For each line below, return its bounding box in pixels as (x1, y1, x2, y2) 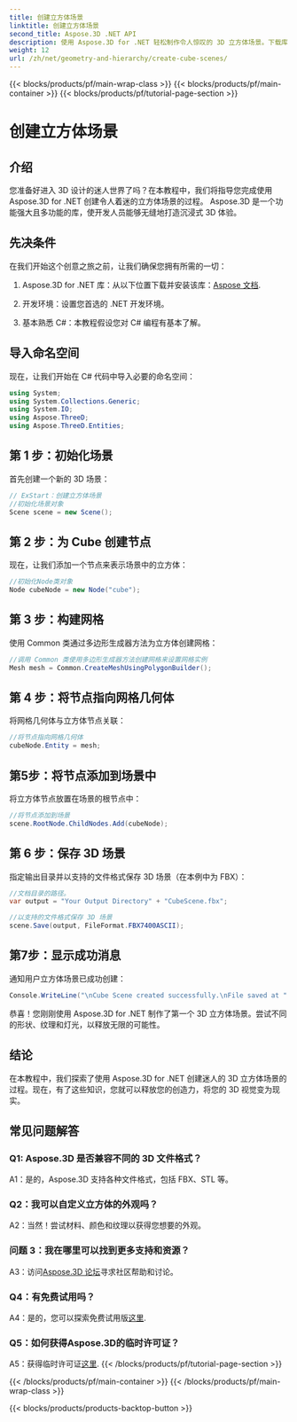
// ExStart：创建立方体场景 (9, 491, 102, 500)
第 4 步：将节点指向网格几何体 (9, 690, 175, 705)
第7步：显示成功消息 (9, 948, 121, 963)
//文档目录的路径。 (9, 888, 71, 898)
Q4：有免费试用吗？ (9, 1291, 96, 1303)
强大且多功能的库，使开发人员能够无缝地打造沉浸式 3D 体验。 (16, 207, 242, 217)
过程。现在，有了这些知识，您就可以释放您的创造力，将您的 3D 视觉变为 (9, 1083, 273, 1095)
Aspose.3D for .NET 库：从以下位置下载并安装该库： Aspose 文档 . (21, 279, 262, 290)
